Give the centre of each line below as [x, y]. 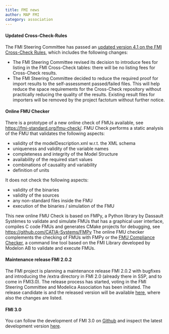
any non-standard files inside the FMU [52, 200]
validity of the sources [36, 195]
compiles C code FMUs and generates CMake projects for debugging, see [83, 227]
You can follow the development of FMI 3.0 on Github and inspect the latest [84, 321]
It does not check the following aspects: [47, 180]
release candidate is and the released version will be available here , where [83, 292]
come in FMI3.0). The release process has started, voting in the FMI [76, 281]
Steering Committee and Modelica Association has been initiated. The [78, 287]
